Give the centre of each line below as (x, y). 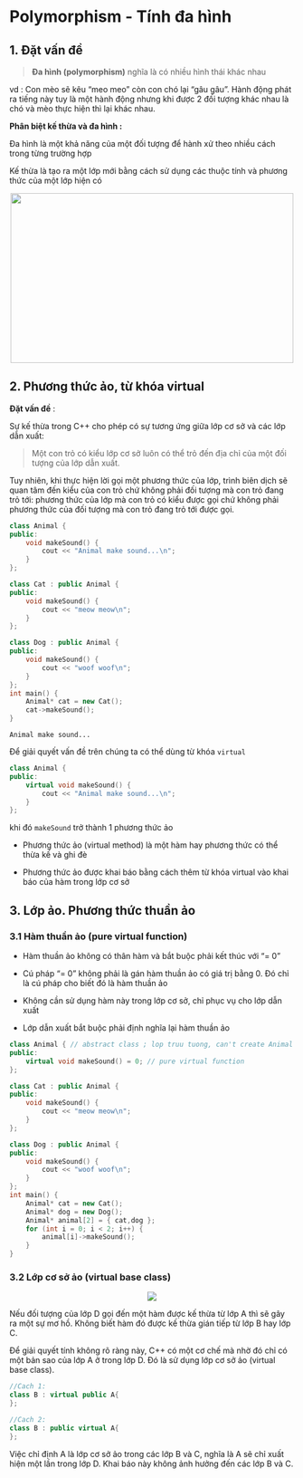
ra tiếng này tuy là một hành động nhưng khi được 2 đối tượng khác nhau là (149, 99)
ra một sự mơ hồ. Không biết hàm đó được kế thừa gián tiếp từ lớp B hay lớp (150, 1323)
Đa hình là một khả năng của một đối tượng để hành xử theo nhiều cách (142, 144)
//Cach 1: (28, 1387)
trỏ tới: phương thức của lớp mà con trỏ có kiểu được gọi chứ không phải (144, 499)
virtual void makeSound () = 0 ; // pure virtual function (135, 1061)
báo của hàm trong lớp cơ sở (76, 882)
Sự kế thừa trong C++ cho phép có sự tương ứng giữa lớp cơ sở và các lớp (148, 426)
